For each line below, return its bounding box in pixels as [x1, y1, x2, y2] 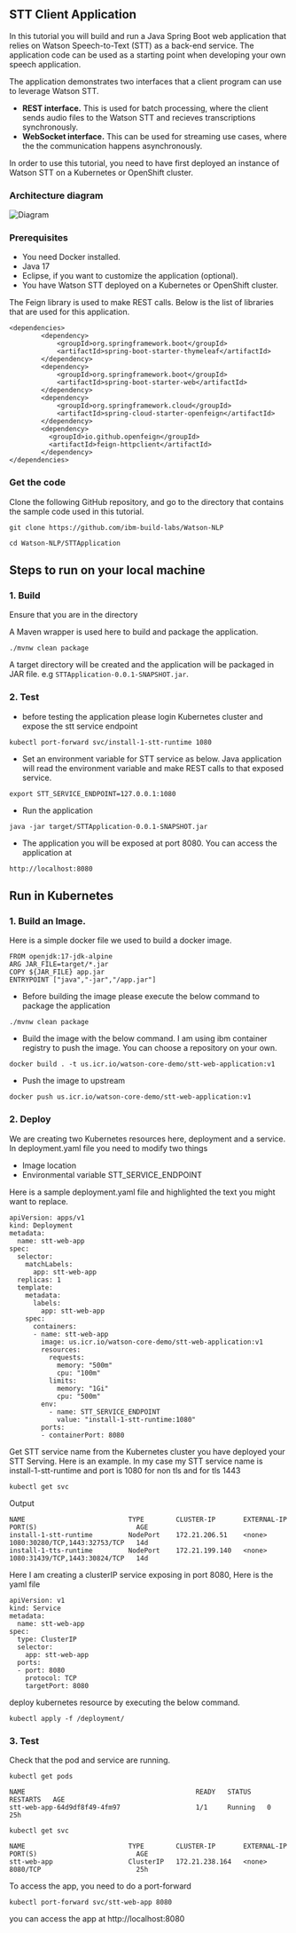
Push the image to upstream [21, 1076, 126, 1086]
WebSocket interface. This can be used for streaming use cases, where [21, 130, 287, 141]
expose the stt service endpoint [21, 721, 138, 731]
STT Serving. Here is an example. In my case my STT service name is [9, 1456, 263, 1466]
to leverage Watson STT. [9, 85, 99, 96]
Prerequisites [9, 232, 68, 244]
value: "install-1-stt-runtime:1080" [56, 1415, 197, 1424]
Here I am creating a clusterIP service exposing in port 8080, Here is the [9, 1569, 274, 1580]
